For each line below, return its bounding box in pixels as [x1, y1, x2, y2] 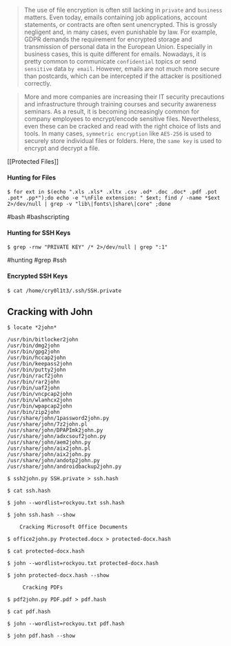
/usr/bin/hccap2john [7, 354, 67, 361]
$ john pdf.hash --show [7, 632, 76, 640]
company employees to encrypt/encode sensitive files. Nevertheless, [23, 115, 221, 123]
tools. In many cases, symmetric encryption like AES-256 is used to [23, 129, 212, 137]
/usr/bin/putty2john [7, 366, 67, 374]
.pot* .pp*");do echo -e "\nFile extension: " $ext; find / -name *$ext [7, 195, 221, 202]
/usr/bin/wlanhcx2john [7, 397, 72, 403]
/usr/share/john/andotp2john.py [7, 457, 100, 464]
